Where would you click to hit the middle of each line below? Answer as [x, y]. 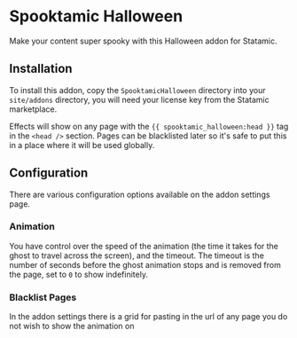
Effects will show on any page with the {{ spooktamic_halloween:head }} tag [149, 126]
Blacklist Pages [43, 297]
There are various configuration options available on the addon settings [140, 194]
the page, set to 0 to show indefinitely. [79, 274]
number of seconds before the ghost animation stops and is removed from [145, 264]
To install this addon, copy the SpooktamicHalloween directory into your [137, 90]
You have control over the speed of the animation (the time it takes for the [144, 246]
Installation [41, 69]
